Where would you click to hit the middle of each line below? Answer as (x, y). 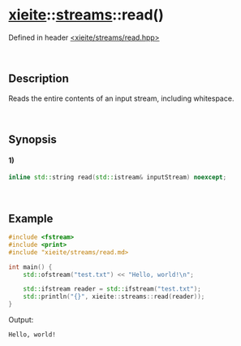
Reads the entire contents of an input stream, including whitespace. (121, 98)
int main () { (30, 267)
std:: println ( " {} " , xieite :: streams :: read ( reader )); (114, 297)
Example (31, 218)
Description (39, 79)
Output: (21, 320)
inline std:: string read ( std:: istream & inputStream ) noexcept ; (118, 177)
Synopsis (32, 140)
